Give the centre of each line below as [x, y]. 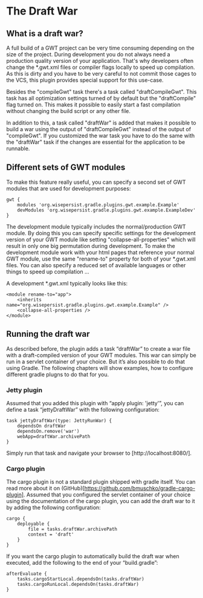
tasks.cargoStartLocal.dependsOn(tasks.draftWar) [81, 579]
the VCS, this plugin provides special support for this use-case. [85, 80]
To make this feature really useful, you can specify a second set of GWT [96, 182]
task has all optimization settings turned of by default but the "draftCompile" [101, 98]
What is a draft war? [45, 34]
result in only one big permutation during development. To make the [91, 245]
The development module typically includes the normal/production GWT [96, 226]
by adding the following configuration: [53, 508]
